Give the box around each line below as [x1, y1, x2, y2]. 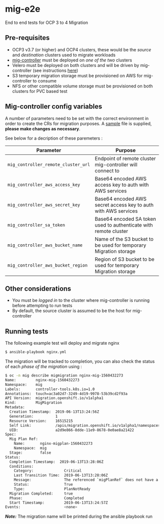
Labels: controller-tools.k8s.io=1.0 [5, 387, 95, 392]
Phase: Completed [9, 496, 84, 501]
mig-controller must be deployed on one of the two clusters [12, 57, 132, 63]
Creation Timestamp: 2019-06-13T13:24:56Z [9, 409, 99, 415]
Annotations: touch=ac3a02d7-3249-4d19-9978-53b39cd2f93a [5, 391, 128, 396]
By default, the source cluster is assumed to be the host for [12, 308, 132, 314]
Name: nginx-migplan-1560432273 [14, 441, 93, 446]
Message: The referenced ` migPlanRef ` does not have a [14, 478, 159, 482]
